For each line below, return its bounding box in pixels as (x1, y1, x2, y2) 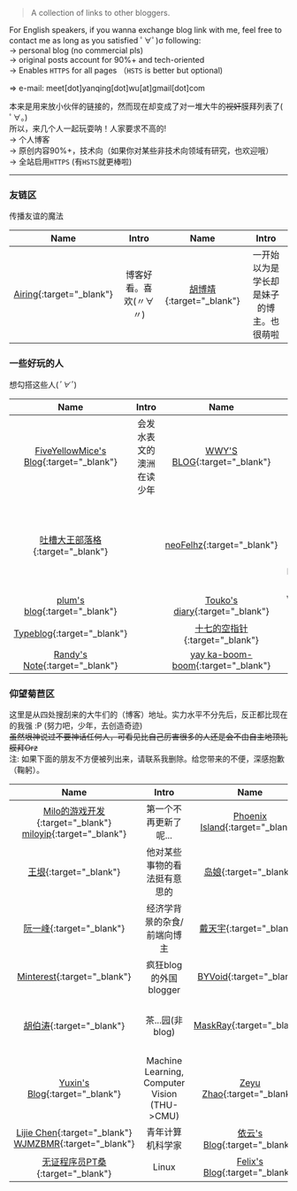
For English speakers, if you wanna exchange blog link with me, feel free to (9, 25, 283, 35)
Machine (146, 1054, 183, 1066)
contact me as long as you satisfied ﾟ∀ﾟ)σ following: (9, 35, 202, 45)
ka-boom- (207, 648, 254, 661)
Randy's (53, 648, 88, 661)
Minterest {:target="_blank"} (17, 970, 132, 982)
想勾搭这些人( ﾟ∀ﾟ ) (9, 379, 78, 390)
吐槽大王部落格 (39, 533, 102, 545)
